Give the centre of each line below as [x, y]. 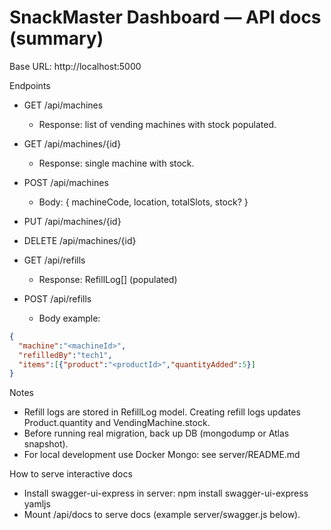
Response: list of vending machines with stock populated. [157, 124]
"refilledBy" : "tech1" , [65, 355]
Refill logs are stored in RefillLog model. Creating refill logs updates [162, 412]
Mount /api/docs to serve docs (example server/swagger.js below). [162, 515]
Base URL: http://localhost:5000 [75, 66]
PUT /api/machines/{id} [72, 221]
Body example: [69, 318]
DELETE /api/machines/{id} [80, 240]
